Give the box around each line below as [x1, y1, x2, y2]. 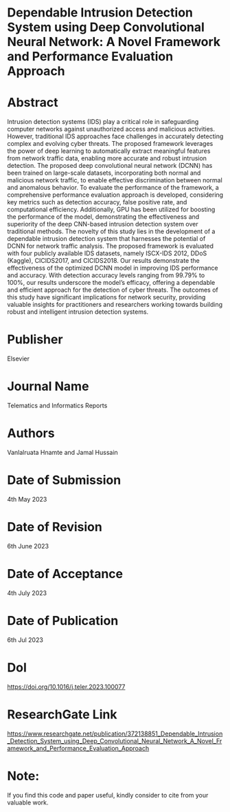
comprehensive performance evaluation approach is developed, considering [7, 191, 224, 199]
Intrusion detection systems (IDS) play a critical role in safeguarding [7, 118, 199, 126]
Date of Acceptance [7, 566, 124, 581]
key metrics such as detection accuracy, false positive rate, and [7, 198, 187, 206]
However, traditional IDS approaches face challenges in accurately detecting [7, 132, 224, 140]
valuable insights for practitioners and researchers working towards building [7, 301, 223, 309]
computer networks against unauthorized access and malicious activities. [7, 125, 215, 133]
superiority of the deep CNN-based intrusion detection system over [7, 220, 199, 228]
